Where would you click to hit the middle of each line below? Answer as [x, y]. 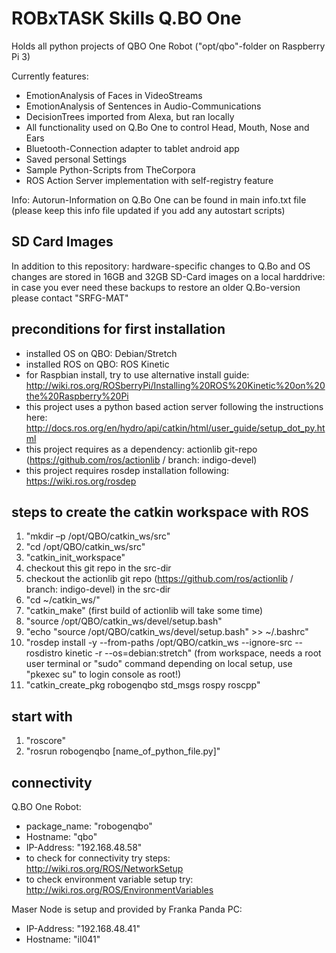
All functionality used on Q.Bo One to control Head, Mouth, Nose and [167, 127]
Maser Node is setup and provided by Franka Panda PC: [127, 909]
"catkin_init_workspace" [75, 558]
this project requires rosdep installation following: [127, 470]
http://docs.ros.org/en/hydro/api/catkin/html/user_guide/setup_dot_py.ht [175, 428]
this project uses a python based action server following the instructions [174, 406]
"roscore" [46, 741]
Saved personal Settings [76, 159]
